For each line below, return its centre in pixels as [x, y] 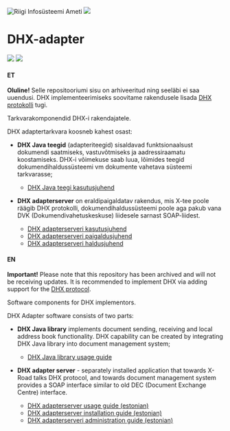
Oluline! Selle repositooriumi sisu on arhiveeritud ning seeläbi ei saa [103, 90]
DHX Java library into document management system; [93, 344]
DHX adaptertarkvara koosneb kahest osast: [70, 132]
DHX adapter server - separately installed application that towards [112, 370]
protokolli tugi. [27, 105]
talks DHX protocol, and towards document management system [125, 378]
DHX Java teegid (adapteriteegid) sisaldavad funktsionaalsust [105, 145]
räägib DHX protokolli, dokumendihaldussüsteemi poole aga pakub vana [119, 208]
